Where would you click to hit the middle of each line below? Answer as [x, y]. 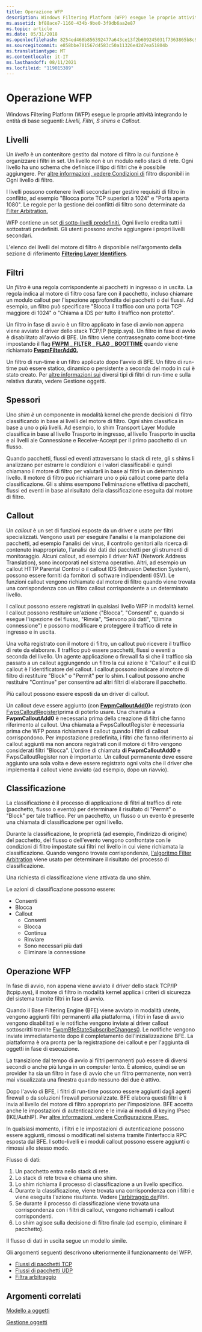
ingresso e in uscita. [31, 632]
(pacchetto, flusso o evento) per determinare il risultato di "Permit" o [91, 809]
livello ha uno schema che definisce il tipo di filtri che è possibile [86, 167]
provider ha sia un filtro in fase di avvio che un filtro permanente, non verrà [99, 1073]
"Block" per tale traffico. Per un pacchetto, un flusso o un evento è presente [100, 816]
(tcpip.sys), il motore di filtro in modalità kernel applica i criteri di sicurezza [99, 992]
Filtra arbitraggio [35, 1277]
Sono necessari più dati [53, 946]
